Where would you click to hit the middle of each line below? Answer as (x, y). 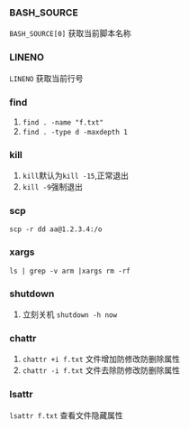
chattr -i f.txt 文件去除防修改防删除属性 (101, 370)
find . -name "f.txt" (63, 122)
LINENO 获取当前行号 (46, 78)
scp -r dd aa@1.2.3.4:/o (56, 229)
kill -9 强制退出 (52, 187)
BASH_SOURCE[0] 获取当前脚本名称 (71, 33)
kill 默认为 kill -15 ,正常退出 (75, 176)
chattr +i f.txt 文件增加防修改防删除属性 (101, 359)
